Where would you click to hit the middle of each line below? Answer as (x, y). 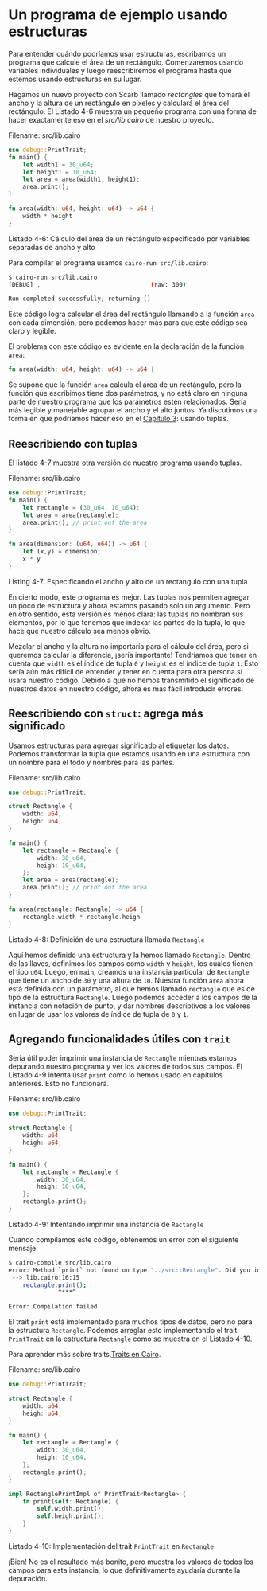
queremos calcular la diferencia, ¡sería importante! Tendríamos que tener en (132, 655)
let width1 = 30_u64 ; (58, 165)
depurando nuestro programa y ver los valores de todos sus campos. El (125, 1067)
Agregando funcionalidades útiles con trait (120, 1039)
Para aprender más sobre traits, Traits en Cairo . (85, 1354)
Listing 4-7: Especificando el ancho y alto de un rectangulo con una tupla (128, 581)
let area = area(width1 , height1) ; (81, 180)
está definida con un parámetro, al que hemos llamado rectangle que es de (132, 988)
